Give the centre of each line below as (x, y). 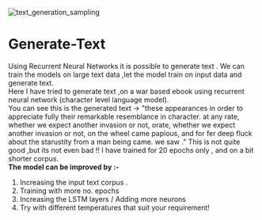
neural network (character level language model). (89, 100)
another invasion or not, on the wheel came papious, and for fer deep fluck (131, 133)
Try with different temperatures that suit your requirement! (114, 207)
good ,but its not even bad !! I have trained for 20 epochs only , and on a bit (131, 150)
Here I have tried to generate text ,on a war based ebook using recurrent (127, 91)
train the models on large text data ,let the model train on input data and (125, 74)
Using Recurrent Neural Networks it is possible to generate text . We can (127, 66)
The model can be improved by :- (64, 167)
